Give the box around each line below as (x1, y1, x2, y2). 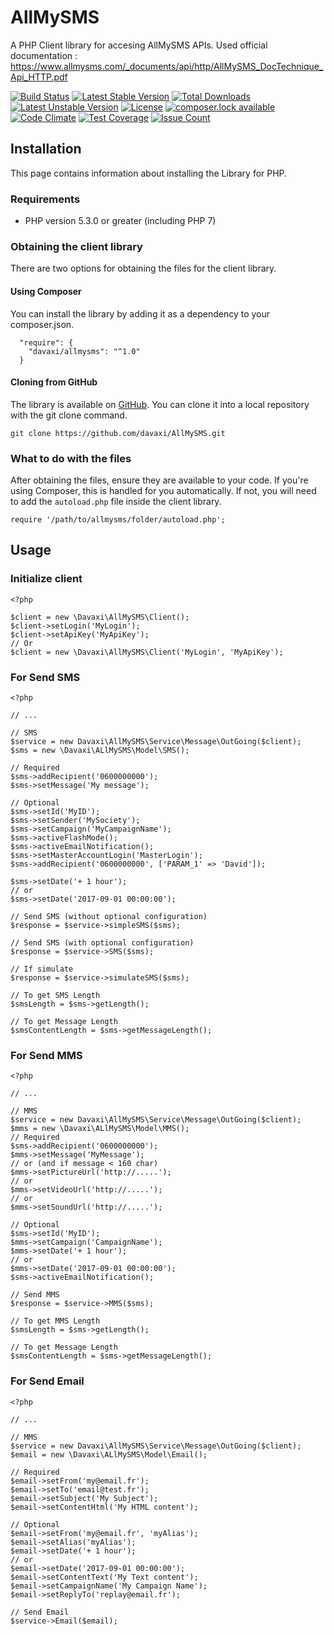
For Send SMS (10, 670, 81, 684)
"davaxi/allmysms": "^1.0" (28, 346, 141, 356)
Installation (10, 141, 82, 158)
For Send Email (10, 1374, 85, 1388)
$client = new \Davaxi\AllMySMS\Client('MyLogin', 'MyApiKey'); (10, 647, 284, 657)
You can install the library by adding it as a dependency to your (10, 307, 271, 320)
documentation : (10, 49, 78, 61)
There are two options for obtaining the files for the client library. (10, 262, 277, 275)
